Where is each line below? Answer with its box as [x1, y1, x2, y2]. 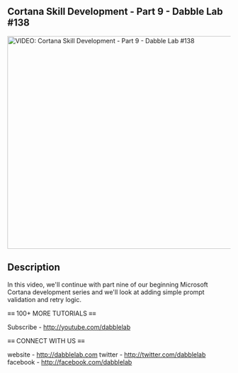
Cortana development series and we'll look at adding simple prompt [7, 287, 205, 296]
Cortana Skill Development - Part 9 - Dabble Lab [7, 6, 223, 18]
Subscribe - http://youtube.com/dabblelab [7, 323, 131, 331]
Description [7, 262, 60, 274]
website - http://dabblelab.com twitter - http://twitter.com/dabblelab [7, 350, 206, 359]
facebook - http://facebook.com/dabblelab [7, 357, 132, 366]
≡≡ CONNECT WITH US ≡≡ [7, 336, 85, 345]
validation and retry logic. [7, 295, 81, 304]
